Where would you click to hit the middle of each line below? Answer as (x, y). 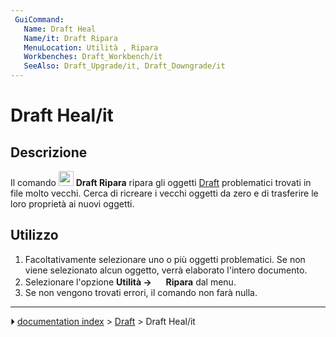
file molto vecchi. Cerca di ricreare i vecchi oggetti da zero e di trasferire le (164, 193)
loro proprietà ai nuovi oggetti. (72, 204)
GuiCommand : (39, 19)
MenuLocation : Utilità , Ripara (91, 47)
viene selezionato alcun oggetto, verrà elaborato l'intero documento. (166, 270)
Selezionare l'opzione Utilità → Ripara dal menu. (130, 282)
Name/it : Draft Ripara (70, 38)
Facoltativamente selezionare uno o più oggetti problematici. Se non (165, 259)
